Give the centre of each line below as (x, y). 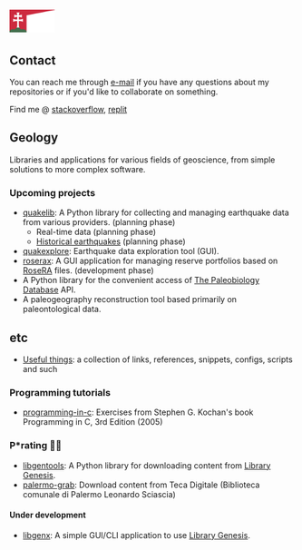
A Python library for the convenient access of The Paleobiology (141, 280)
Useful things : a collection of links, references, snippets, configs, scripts (157, 359)
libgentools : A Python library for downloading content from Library (146, 465)
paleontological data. (62, 309)
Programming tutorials (60, 392)
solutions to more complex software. (78, 169)
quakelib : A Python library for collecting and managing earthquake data (156, 212)
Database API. (49, 290)
